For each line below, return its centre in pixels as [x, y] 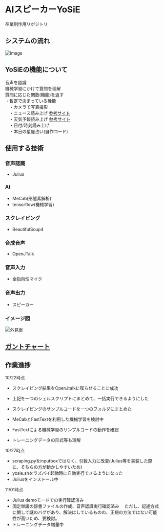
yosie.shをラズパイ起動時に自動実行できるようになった [67, 473]
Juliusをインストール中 [35, 479]
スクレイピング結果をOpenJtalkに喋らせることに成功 [65, 388]
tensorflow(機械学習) [33, 204]
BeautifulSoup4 [28, 229]
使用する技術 [24, 148]
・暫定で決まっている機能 [31, 101]
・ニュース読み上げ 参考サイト [40, 113]
